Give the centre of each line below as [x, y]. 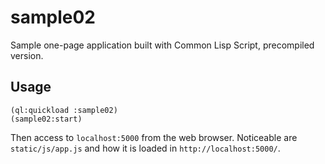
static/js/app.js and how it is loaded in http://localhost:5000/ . [145, 148]
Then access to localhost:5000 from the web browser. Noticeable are [154, 137]
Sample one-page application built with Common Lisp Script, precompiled [162, 45]
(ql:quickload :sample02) [64, 110]
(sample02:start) [46, 119]
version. [27, 55]
